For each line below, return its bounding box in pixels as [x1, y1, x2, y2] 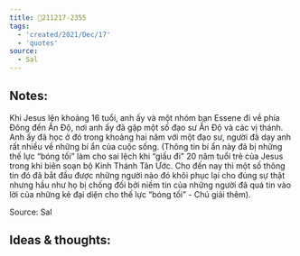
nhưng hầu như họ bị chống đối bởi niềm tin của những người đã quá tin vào [9, 179, 292, 190]
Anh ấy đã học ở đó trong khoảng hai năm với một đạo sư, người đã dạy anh [9, 132, 292, 142]
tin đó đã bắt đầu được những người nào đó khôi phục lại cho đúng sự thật [9, 169, 286, 180]
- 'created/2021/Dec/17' [17, 30, 111, 39]
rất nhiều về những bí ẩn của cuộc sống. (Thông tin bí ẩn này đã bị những [9, 141, 283, 151]
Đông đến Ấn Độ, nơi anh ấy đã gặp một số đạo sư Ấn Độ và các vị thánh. [9, 122, 284, 133]
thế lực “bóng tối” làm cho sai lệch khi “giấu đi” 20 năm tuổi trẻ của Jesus [9, 151, 284, 161]
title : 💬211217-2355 [9, 13, 88, 23]
